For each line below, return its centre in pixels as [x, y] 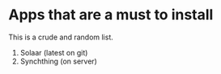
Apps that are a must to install [111, 15]
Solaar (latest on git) [54, 52]
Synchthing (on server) [58, 61]
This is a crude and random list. [61, 37]
